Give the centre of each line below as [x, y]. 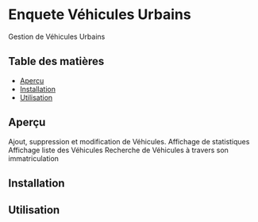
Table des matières [56, 61]
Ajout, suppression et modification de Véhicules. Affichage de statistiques [129, 141]
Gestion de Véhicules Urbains [57, 36]
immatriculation [34, 158]
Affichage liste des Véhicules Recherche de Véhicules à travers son [118, 150]
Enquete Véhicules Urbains [100, 15]
